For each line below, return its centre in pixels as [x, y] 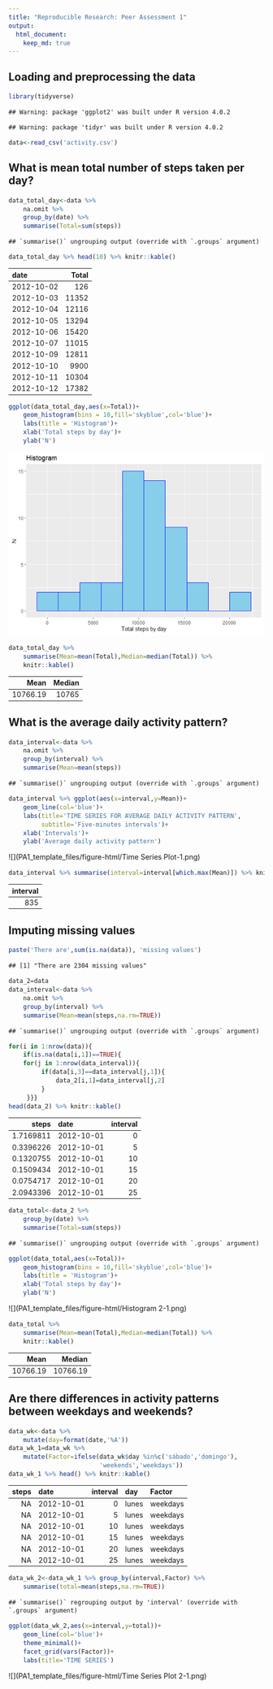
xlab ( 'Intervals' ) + [56, 833]
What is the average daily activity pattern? [118, 723]
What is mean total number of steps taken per [127, 168]
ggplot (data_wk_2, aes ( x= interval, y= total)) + [85, 1626]
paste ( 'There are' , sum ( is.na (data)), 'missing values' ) [105, 951]
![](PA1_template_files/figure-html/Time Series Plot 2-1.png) [108, 1676]
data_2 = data [28, 981]
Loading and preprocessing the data [102, 77]
